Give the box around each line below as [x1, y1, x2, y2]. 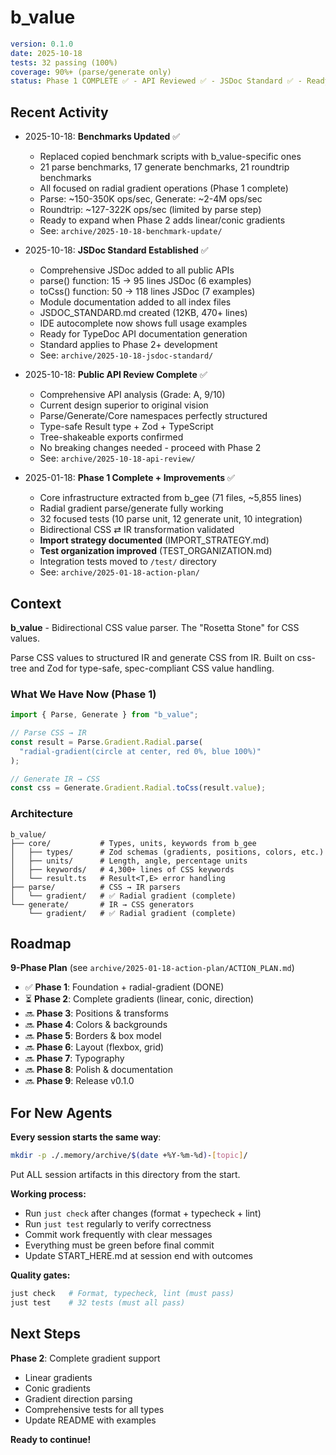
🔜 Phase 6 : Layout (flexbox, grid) [24, 1041, 165, 1053]
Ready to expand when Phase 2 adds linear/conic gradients [39, 214, 286, 226]
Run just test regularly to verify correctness [24, 1218, 212, 1230]
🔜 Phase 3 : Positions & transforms [24, 1007, 169, 1020]
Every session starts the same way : [10, 1131, 162, 1143]
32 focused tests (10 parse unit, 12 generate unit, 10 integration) [39, 513, 303, 525]
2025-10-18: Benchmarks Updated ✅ [24, 131, 181, 143]
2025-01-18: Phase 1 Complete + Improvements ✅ [24, 472, 235, 484]
